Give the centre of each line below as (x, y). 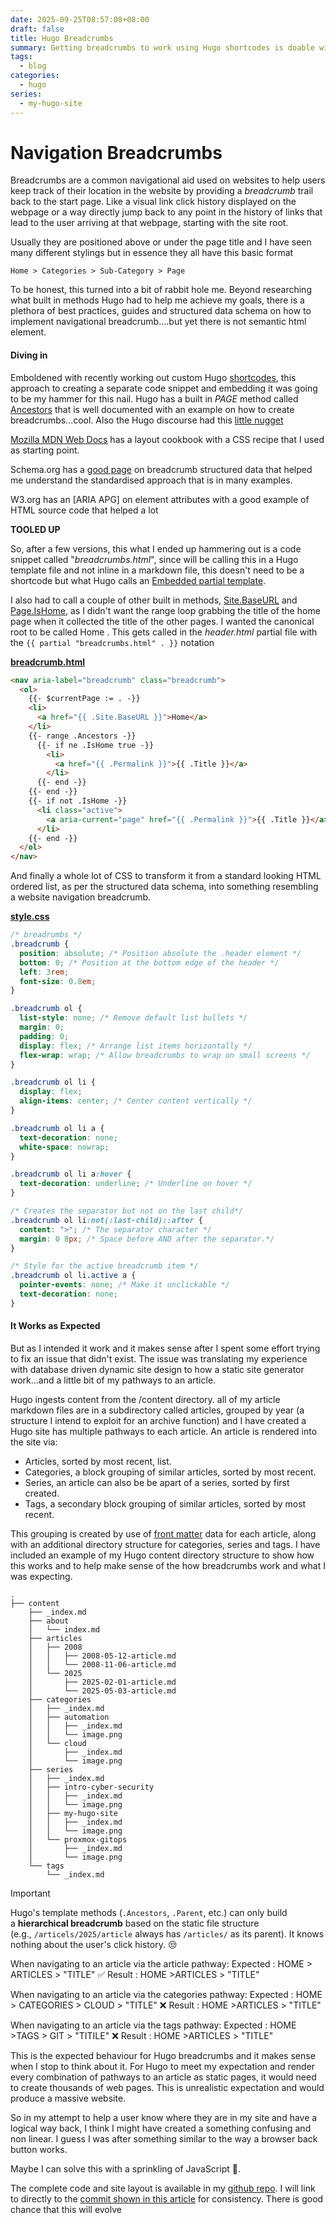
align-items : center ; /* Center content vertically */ (136, 1101)
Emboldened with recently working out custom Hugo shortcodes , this (153, 377)
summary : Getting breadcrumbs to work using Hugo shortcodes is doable (162, 47)
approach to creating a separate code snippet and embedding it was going (164, 388)
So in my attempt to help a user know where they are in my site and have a (164, 2117)
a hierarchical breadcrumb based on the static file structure (135, 1923)
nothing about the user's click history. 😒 (94, 1944)
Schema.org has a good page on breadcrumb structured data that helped (161, 469)
